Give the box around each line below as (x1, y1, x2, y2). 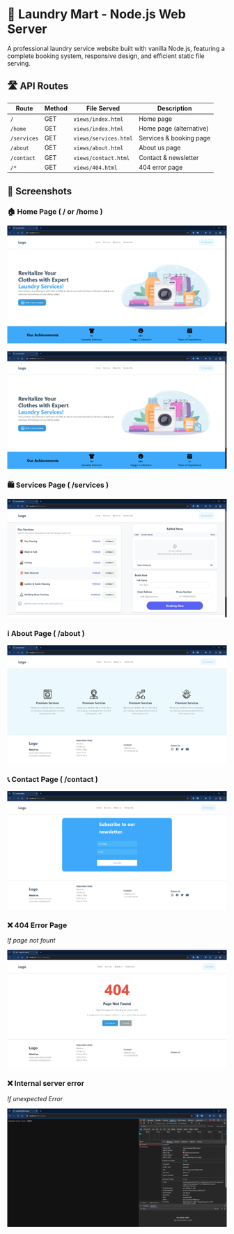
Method (44, 104, 68, 112)
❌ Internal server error (7, 1079, 85, 1089)
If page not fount (7, 936, 56, 944)
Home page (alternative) (139, 124, 209, 132)
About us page (139, 143, 181, 152)
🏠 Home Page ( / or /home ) (7, 206, 103, 216)
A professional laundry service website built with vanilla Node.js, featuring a (7, 44, 225, 52)
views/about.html (73, 145, 124, 152)
